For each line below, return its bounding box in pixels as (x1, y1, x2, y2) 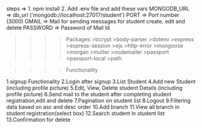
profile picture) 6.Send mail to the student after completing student (6, 91, 172, 97)
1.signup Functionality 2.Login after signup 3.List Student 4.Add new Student (6, 78, 196, 85)
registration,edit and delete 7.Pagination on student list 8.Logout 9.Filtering (6, 97, 191, 104)
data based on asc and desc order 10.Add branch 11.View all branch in (6, 103, 180, 110)
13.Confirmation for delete (6, 116, 71, 123)
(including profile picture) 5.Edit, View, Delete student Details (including (6, 84, 183, 92)
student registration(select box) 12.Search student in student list (6, 110, 165, 117)
